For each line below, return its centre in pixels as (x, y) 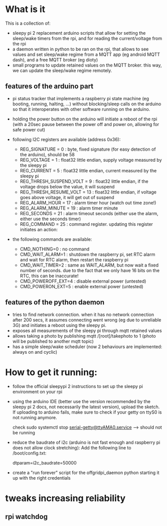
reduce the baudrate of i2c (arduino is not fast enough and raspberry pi (86, 442)
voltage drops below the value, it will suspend (67, 186)
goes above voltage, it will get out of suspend (67, 197)
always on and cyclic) (35, 352)
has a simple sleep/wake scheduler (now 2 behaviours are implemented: (87, 347)
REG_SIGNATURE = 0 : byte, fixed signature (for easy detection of (88, 149)
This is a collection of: (28, 23)
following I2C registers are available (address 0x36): (66, 139)
